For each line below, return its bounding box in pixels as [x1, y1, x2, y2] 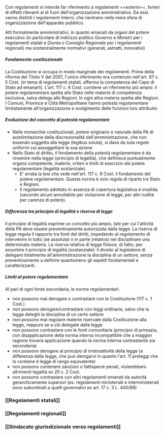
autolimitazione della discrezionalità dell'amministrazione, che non [12, 134, 147, 140]
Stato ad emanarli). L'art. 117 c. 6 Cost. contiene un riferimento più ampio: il [5, 84, 157, 90]
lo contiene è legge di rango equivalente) [12, 358, 96, 364]
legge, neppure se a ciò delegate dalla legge [12, 322, 102, 328]
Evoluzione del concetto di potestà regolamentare [5, 117, 110, 123]
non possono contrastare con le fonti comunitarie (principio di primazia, [12, 327, 158, 333]
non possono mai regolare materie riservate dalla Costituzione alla [12, 316, 147, 322]
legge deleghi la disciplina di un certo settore [12, 311, 104, 317]
